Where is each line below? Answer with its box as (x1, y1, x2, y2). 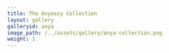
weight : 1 (7, 36, 36, 43)
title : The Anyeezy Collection (7, 10, 98, 17)
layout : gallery (7, 17, 54, 23)
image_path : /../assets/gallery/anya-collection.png (7, 29, 163, 36)
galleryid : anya (7, 23, 54, 30)
